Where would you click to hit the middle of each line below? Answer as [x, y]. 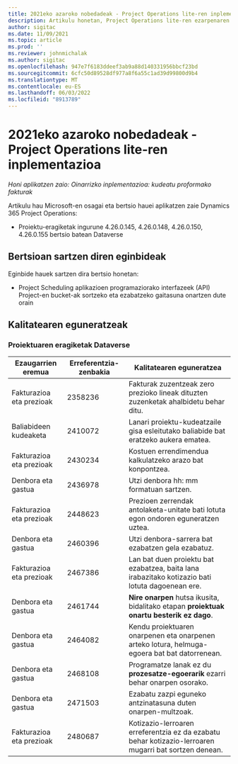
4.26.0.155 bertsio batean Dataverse [71, 234]
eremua [36, 372]
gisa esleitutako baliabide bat [177, 431]
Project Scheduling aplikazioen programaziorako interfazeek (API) [114, 287]
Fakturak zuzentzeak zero [172, 384]
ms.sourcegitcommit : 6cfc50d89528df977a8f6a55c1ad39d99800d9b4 [103, 73]
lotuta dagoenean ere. [165, 586]
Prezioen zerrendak [161, 501]
